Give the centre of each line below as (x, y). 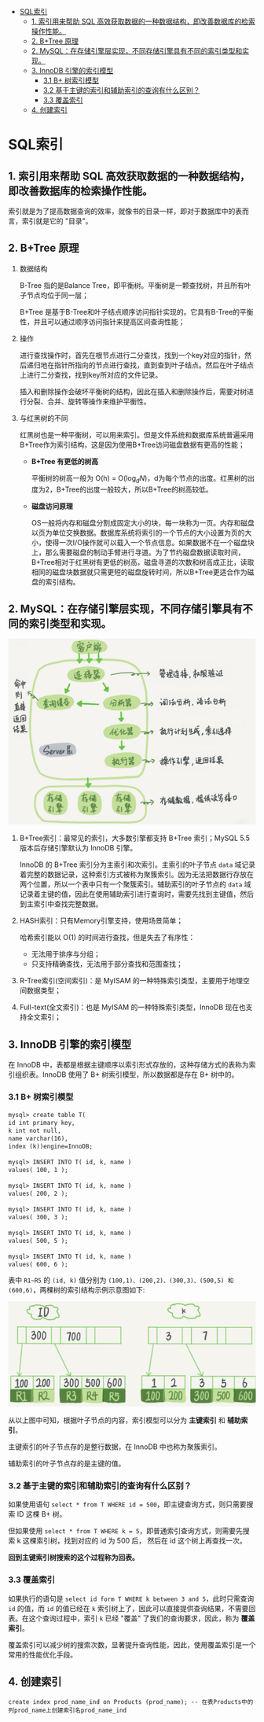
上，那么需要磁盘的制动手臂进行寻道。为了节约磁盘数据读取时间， (138, 552)
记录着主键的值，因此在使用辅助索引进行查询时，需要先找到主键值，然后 (136, 894)
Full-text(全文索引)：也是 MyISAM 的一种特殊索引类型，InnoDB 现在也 (132, 1007)
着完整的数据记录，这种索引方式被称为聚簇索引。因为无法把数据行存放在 (136, 875)
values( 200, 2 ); (38, 1193)
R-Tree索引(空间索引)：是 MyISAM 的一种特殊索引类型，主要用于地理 (131, 981)
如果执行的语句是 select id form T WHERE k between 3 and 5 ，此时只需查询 (131, 1598)
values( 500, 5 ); (38, 1241)
